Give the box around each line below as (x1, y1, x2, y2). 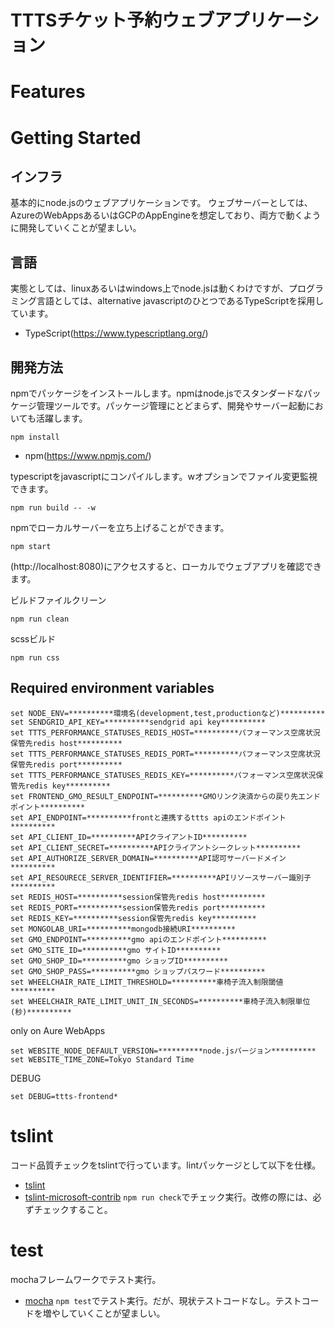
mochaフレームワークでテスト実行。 (10, 1273, 162, 1285)
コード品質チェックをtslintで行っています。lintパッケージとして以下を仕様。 (10, 1159, 322, 1171)
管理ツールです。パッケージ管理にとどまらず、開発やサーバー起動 (36, 400, 307, 411)
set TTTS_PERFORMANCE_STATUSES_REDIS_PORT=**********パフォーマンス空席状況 (10, 749, 321, 759)
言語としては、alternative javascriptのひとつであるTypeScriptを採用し (36, 295, 325, 307)
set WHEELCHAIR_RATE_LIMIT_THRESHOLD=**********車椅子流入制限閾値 (10, 977, 284, 987)
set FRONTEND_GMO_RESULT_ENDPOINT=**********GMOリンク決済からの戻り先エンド (10, 791, 321, 801)
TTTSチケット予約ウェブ (10, 9, 215, 32)
